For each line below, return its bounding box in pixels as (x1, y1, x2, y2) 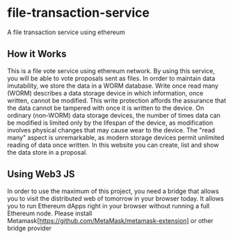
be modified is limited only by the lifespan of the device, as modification (7, 118, 214, 127)
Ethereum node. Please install (7, 209, 93, 217)
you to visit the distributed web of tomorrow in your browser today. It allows (7, 194, 224, 203)
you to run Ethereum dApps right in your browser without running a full (7, 201, 210, 210)
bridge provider (7, 224, 52, 232)
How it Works (7, 48, 67, 60)
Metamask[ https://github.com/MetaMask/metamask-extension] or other (7, 216, 214, 224)
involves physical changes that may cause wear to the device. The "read (7, 125, 216, 134)
